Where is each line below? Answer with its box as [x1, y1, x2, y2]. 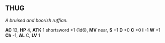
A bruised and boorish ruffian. [5, 17, 68, 23]
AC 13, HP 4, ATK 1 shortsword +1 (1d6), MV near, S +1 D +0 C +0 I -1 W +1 [5, 27, 161, 33]
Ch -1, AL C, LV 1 [5, 32, 40, 38]
